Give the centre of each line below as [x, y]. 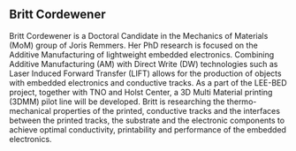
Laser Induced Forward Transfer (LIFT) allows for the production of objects [145, 73]
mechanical [30, 110]
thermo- [242, 102]
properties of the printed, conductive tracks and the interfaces [167, 110]
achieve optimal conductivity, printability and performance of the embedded [148, 129]
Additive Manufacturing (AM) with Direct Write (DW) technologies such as [144, 64]
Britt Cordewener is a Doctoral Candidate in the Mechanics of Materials [139, 35]
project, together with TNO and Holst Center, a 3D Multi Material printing [141, 92]
